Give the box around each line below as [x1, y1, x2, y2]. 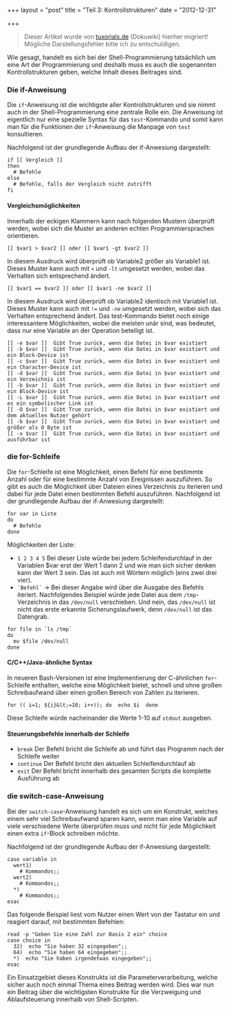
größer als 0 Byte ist [7, 424, 72, 431]
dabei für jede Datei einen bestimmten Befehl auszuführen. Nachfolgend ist [7, 489, 221, 498]
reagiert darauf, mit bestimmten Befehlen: [7, 917, 125, 926]
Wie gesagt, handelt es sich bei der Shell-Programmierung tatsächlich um [7, 53, 217, 61]
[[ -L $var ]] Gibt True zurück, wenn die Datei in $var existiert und [7, 394, 220, 401]
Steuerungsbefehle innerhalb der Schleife [7, 729, 130, 738]
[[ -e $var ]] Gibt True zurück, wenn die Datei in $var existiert [7, 339, 208, 347]
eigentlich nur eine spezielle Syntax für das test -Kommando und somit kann [7, 115, 223, 123]
